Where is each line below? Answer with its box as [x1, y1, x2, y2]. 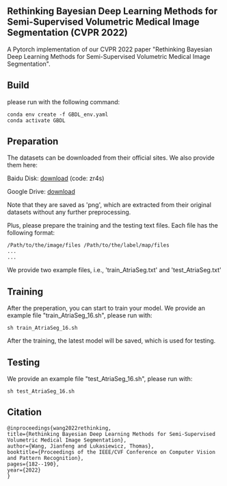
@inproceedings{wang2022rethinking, [7, 424, 111, 431]
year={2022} [7, 466, 41, 474]
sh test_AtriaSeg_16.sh [7, 388, 75, 395]
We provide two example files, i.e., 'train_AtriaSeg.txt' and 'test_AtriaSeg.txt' [7, 266, 222, 274]
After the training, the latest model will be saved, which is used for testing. [7, 337, 216, 345]
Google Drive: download [7, 188, 75, 196]
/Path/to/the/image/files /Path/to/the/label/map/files [7, 242, 170, 249]
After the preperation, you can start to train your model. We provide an [7, 304, 205, 313]
